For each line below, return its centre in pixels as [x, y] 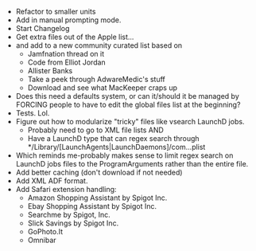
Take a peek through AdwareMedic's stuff [96, 79]
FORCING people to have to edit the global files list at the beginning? [128, 104]
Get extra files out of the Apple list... [75, 37]
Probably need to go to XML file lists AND [96, 130]
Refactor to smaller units [56, 12]
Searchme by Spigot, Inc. [69, 215]
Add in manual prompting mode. [68, 20]
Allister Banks [50, 71]
